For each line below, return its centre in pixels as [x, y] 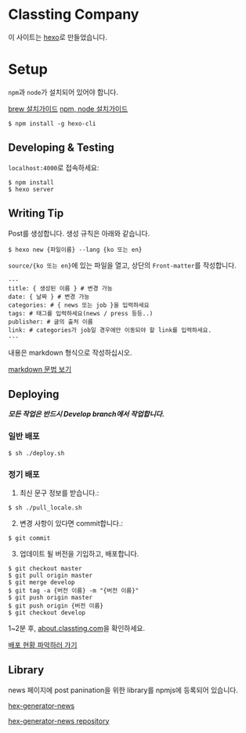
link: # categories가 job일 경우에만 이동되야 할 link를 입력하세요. [110, 330]
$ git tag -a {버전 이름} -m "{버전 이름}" [74, 590]
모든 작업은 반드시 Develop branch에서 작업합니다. [86, 414]
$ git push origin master [50, 597]
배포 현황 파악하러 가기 [43, 644]
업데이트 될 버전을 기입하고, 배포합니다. [79, 553]
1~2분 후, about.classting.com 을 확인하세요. [77, 628]
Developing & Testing [62, 148]
